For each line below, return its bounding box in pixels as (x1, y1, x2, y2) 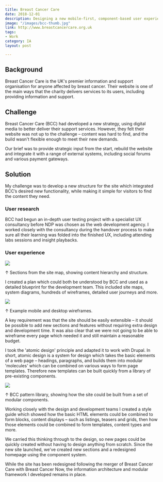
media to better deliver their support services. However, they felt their (5, 126, 145, 132)
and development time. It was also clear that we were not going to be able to (5, 327, 158, 333)
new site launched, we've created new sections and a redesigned (5, 447, 136, 452)
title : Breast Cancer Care (5, 7, 60, 12)
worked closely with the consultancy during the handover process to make (5, 227, 154, 233)
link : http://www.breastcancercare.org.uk (5, 25, 92, 30)
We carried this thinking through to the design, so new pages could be (5, 436, 146, 442)
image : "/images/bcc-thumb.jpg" (5, 20, 70, 26)
